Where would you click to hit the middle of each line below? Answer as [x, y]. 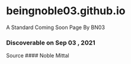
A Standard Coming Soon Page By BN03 [56, 27]
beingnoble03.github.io [66, 11]
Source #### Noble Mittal [38, 56]
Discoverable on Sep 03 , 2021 [51, 43]
